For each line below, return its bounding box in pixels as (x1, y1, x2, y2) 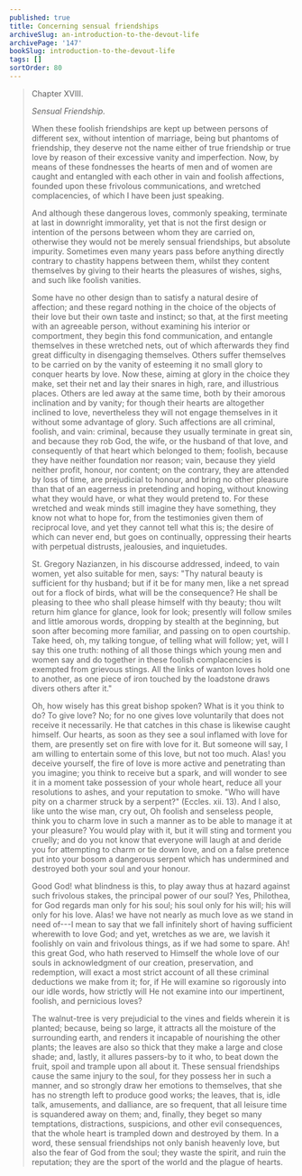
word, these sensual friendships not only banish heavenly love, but (31, 1137, 280, 1148)
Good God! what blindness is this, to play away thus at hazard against (31, 880, 290, 891)
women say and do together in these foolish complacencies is (31, 654, 261, 665)
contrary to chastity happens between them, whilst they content (31, 255, 270, 266)
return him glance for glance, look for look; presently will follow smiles (31, 606, 292, 617)
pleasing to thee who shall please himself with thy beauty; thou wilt (31, 597, 281, 607)
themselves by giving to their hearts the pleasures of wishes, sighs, (31, 265, 282, 276)
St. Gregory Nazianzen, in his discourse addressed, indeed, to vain (31, 558, 280, 569)
